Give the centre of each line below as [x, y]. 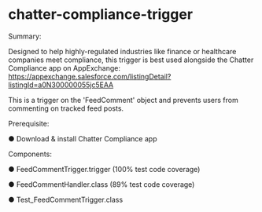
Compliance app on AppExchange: [64, 68]
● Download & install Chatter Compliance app [83, 138]
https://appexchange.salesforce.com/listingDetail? [90, 76]
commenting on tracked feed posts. [66, 108]
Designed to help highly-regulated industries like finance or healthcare [122, 51]
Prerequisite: [29, 123]
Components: [30, 154]
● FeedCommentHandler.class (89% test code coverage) [101, 184]
